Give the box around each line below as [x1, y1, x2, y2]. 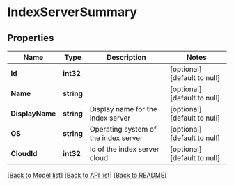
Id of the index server [89, 144, 160, 154]
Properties [7, 32, 54, 44]
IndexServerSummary [7, 4, 138, 20]
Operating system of [89, 125, 157, 134]
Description [107, 53, 146, 62]
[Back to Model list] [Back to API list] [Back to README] [7, 171, 167, 179]
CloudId [10, 149, 38, 158]
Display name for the [89, 104, 158, 114]
